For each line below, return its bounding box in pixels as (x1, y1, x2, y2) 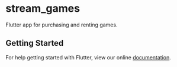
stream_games (5, 2, 81, 15)
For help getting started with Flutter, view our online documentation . (5, 53, 171, 61)
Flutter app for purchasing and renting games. (5, 21, 118, 28)
